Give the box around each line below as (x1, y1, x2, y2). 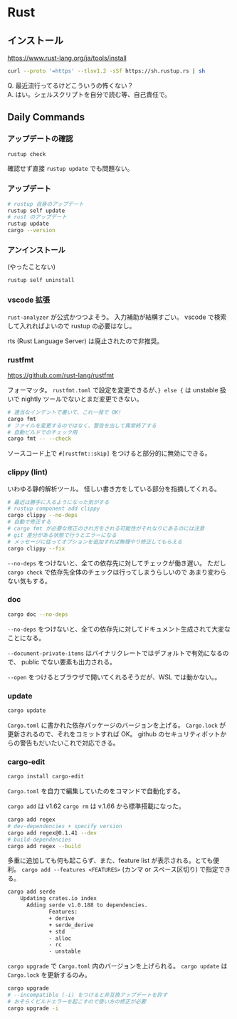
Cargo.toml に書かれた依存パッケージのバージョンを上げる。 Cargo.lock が (7, 721, 226, 729)
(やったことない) (7, 263, 56, 271)
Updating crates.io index (20, 895, 98, 902)
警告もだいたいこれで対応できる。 (19, 738, 120, 747)
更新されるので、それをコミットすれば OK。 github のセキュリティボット (7, 729, 221, 738)
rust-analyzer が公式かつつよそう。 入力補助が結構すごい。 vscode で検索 (7, 313, 227, 321)
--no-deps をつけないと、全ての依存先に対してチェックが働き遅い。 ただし (7, 558, 226, 567)
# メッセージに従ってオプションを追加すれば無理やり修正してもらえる (7, 538, 183, 545)
